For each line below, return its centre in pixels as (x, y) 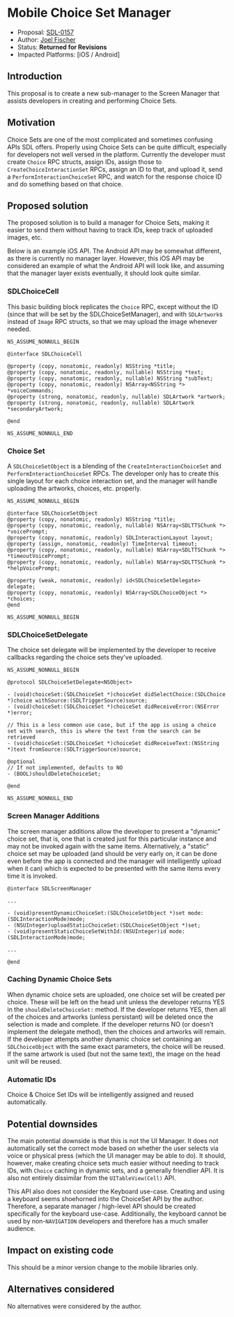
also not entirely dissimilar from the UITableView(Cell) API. (92, 1177)
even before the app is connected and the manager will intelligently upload (114, 861)
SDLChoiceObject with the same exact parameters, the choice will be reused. (116, 1046)
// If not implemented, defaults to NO (65, 768)
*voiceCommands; (31, 390)
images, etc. (25, 237)
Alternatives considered (61, 1289)
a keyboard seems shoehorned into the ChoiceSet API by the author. (106, 1198)
